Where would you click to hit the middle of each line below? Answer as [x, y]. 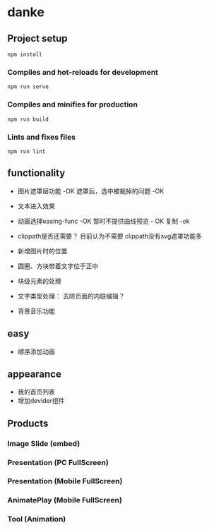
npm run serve [28, 87]
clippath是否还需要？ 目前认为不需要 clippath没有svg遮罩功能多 [110, 236]
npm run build [28, 119]
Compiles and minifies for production [72, 104]
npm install [25, 54]
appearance [34, 374]
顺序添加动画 [36, 351]
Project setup [38, 38]
